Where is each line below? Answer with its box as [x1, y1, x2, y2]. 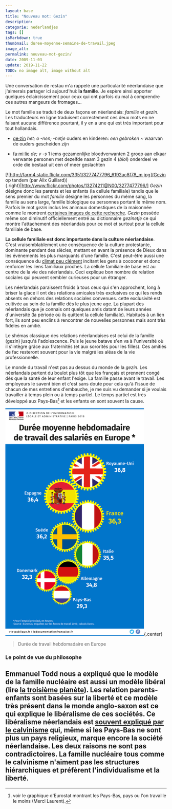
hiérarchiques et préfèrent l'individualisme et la [5, 766, 160, 775]
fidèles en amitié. [5, 323, 42, 329]
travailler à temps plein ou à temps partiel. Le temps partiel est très [5, 392, 146, 398]
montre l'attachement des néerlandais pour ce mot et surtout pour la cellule [5, 221, 165, 227]
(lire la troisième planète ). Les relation [5, 686, 128, 694]
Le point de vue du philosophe [5, 653, 82, 660]
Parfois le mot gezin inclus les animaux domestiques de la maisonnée [5, 205, 152, 211]
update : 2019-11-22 [5, 62, 47, 68]
